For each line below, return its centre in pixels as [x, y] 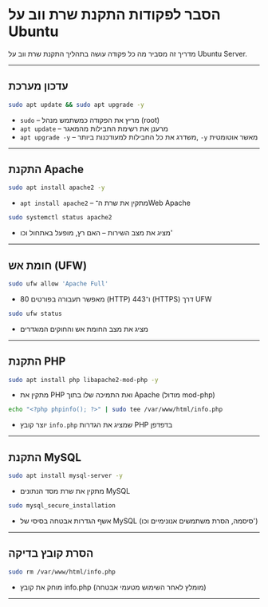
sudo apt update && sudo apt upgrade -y [77, 104]
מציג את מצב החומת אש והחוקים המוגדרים [84, 329]
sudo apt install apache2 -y [57, 188]
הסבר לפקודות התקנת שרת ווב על [114, 15]
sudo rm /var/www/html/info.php [62, 572]
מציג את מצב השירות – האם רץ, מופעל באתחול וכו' [96, 233]
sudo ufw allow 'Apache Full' [59, 284]
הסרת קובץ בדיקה [51, 553]
